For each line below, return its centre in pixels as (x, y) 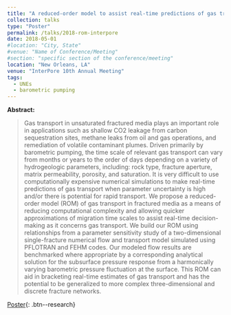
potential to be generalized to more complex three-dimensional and (119, 284)
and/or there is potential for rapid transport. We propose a (106, 196)
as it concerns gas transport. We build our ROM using (122, 226)
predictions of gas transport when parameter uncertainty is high (115, 189)
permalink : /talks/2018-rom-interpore (63, 33)
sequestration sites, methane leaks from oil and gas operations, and (120, 138)
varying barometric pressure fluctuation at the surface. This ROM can (122, 270)
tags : (15, 77)
